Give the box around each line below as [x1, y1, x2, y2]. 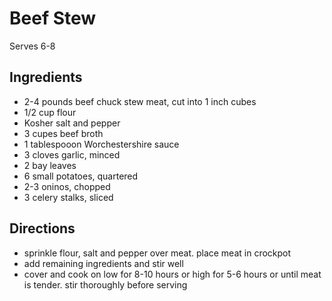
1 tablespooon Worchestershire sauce [23, 138, 180, 150]
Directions [9, 220, 76, 237]
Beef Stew [9, 7, 97, 30]
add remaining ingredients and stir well [23, 257, 184, 269]
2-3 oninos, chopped [23, 180, 111, 192]
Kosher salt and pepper [23, 117, 121, 129]
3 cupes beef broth [23, 127, 104, 139]
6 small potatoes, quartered [23, 170, 139, 182]
